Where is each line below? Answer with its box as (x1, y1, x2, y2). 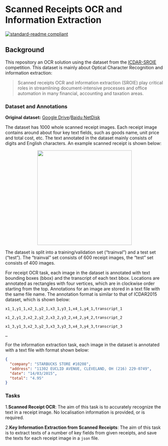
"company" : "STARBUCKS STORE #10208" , (10, 361, 92, 367)
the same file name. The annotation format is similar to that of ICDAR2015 (5, 291, 157, 298)
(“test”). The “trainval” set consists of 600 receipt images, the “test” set (5, 255, 153, 261)
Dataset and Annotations (5, 103, 68, 110)
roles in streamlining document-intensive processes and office (17, 85, 147, 91)
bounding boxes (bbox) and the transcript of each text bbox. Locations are (5, 275, 160, 281)
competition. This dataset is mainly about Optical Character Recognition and (5, 64, 163, 70)
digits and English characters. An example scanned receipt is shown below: (5, 140, 162, 146)
